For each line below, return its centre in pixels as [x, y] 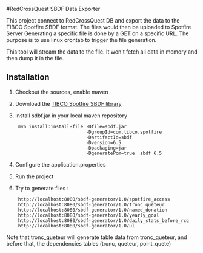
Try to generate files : [42, 188]
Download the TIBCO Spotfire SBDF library [68, 103]
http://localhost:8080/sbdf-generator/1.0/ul [76, 226]
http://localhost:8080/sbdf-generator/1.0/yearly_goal [88, 215]
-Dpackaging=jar [106, 148]
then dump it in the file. [35, 58]
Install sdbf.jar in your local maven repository [71, 116]
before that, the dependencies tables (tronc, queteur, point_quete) [89, 243]
